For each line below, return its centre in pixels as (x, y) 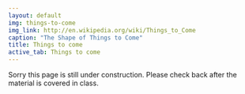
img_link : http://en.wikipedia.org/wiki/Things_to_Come (102, 30)
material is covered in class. (53, 83)
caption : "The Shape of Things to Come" (76, 38)
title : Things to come (45, 45)
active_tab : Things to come (55, 52)
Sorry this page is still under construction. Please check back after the (122, 75)
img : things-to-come (42, 23)
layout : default (35, 15)
